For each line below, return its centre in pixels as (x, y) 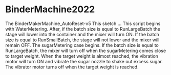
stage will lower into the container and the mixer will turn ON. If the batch (82, 34)
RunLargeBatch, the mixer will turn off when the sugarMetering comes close (86, 51)
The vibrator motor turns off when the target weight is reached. (72, 67)
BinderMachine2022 (50, 9)
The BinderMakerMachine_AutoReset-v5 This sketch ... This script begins (83, 23)
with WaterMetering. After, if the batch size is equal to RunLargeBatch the (83, 29)
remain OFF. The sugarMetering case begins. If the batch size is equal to (82, 45)
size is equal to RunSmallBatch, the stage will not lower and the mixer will (82, 40)
